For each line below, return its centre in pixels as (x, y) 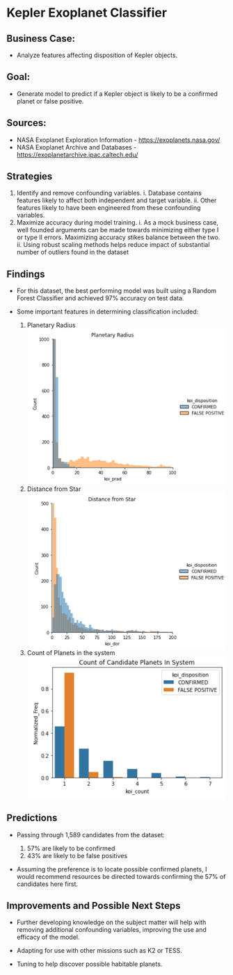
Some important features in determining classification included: (107, 312)
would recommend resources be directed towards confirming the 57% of (121, 876)
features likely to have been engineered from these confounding (109, 208)
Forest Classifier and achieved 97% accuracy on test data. (100, 298)
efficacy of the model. (48, 937)
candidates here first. (47, 884)
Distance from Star (54, 489)
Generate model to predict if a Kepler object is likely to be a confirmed (117, 94)
